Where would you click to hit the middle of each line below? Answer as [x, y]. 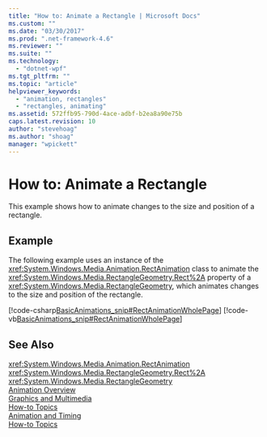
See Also [31, 344]
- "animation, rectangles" [61, 99]
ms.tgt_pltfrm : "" [39, 76]
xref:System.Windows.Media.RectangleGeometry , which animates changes [134, 286]
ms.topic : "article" [43, 84]
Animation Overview [42, 390]
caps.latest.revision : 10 [52, 122]
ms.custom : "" [32, 24]
